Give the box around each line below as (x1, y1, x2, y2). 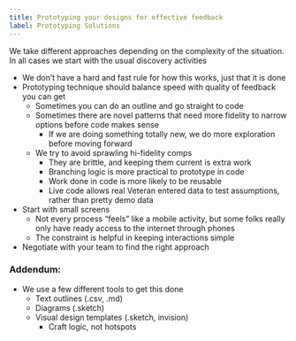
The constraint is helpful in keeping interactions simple (34, 232, 235, 243)
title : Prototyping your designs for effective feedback (9, 12, 224, 22)
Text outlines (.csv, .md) (34, 293, 124, 304)
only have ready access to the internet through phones (34, 222, 236, 233)
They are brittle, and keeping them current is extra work (48, 157, 252, 167)
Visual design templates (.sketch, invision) (34, 312, 189, 322)
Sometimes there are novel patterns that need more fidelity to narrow (34, 110, 287, 120)
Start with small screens (21, 204, 110, 214)
